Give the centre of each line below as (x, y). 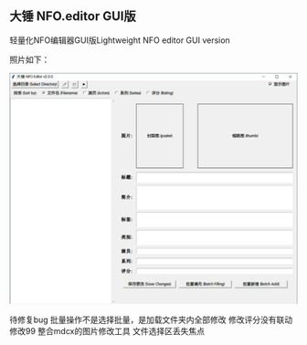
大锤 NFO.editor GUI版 (73, 16)
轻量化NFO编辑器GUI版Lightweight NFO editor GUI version (120, 40)
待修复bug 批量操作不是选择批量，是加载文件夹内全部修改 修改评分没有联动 (151, 319)
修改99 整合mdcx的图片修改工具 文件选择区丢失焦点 (107, 330)
